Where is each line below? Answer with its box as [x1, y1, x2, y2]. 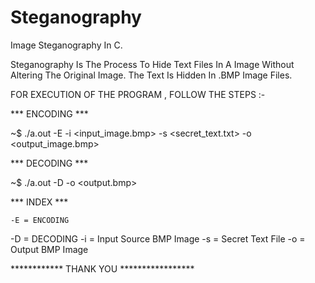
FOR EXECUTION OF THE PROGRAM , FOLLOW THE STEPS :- [10, 88, 266, 100]
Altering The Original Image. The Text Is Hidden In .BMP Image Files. [10, 69, 293, 81]
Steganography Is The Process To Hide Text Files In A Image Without [10, 58, 295, 70]
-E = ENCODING [10, 215, 70, 225]
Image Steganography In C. [10, 39, 123, 51]
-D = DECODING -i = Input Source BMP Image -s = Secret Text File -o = [10, 232, 306, 245]
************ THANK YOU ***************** [10, 262, 195, 275]
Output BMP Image [10, 243, 89, 255]
